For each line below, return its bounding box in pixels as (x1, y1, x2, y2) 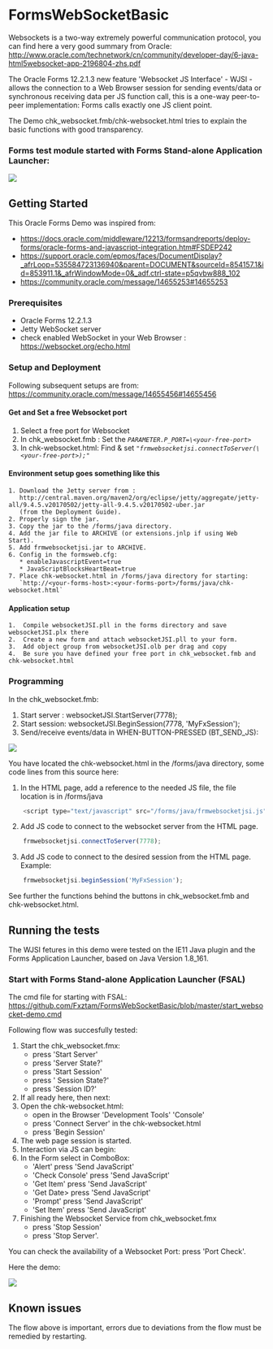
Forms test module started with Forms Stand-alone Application (8, 145, 262, 156)
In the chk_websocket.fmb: (8, 694, 99, 704)
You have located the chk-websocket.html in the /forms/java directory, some (8, 758, 265, 768)
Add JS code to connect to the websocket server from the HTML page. (19, 822, 258, 831)
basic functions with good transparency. (8, 124, 144, 134)
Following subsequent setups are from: (8, 380, 140, 390)
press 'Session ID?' (32, 1084, 97, 1094)
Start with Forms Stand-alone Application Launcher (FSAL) (8, 974, 246, 985)
